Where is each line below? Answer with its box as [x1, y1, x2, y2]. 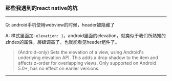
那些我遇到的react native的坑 [5, 4, 78, 11]
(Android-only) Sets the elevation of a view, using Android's [17, 49, 144, 56]
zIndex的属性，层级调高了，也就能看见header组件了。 [5, 39, 120, 45]
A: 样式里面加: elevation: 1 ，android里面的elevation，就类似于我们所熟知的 [5, 33, 166, 39]
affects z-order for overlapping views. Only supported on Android [17, 60, 157, 66]
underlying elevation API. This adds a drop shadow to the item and [17, 55, 159, 61]
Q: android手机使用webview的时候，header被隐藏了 [5, 22, 115, 28]
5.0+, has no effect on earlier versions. [17, 65, 100, 72]
